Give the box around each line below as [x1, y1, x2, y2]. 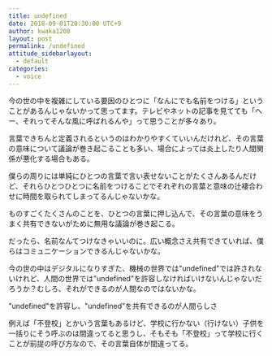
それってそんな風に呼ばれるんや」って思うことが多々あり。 [22, 115, 221, 126]
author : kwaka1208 [8, 27, 71, 35]
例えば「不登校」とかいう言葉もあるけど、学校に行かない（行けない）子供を [8, 318, 265, 328]
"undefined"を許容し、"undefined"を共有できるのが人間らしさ [8, 301, 218, 310]
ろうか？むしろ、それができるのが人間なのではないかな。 [8, 284, 201, 293]
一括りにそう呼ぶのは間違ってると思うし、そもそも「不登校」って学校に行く [8, 328, 264, 338]
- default [15, 58, 49, 66]
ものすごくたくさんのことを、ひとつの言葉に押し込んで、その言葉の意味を [8, 208, 257, 218]
